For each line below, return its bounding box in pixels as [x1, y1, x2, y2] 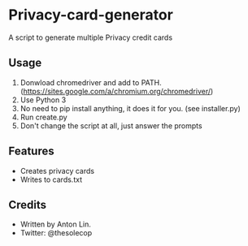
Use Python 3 [20, 95, 67, 105]
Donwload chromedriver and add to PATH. [20, 77, 163, 87]
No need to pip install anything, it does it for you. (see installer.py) [20, 103, 241, 113]
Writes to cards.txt [20, 175, 83, 184]
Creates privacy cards [20, 166, 95, 175]
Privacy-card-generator [8, 6, 173, 24]
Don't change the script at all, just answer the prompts [20, 120, 202, 131]
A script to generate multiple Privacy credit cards [8, 32, 173, 42]
